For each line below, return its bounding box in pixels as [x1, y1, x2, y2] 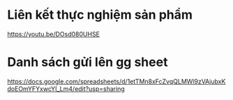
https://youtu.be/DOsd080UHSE [7, 30, 100, 38]
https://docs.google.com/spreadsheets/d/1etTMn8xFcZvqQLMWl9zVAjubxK [7, 77, 226, 85]
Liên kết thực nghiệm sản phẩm [7, 7, 193, 23]
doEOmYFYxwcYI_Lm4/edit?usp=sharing [7, 84, 126, 93]
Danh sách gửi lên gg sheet [7, 54, 168, 70]
